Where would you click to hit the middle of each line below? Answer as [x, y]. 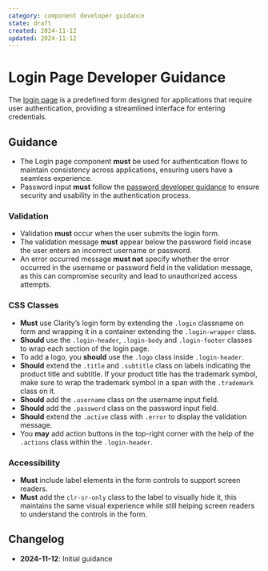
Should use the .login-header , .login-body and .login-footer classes [136, 340]
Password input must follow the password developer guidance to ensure [140, 187]
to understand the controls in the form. [84, 514]
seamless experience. [56, 178]
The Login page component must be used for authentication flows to [134, 161]
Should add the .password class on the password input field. [119, 408]
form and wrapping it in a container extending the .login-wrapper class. [138, 331]
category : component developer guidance [77, 16]
